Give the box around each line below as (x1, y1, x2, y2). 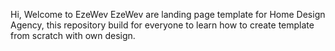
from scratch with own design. (10, 30, 136, 41)
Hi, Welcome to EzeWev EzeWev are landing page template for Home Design (10, 9, 326, 20)
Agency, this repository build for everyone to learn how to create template (10, 19, 315, 31)
